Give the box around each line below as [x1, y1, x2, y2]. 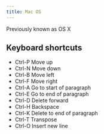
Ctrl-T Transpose [14, 116, 57, 123]
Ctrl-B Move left [14, 72, 55, 79]
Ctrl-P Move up [14, 58, 53, 66]
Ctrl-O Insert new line [14, 123, 68, 130]
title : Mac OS [6, 8, 42, 15]
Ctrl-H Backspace [14, 103, 60, 111]
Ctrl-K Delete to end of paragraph [14, 109, 99, 117]
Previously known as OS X [6, 25, 71, 32]
